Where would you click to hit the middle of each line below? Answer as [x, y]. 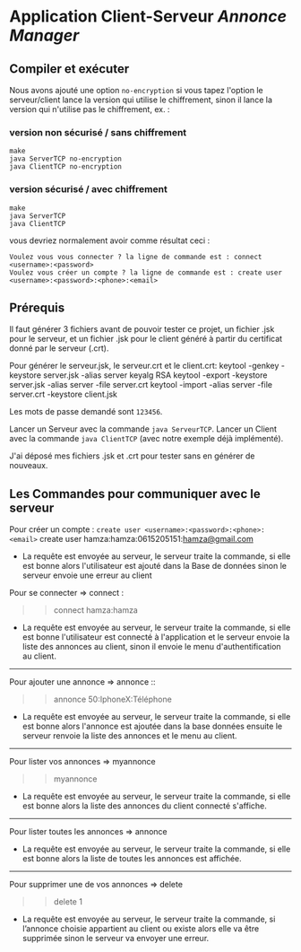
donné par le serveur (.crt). [59, 348]
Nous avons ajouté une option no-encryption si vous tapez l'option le [136, 90]
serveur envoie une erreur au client [87, 575]
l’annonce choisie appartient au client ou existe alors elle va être [141, 929]
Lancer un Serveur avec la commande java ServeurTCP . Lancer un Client [143, 429]
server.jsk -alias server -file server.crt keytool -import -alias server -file [141, 385]
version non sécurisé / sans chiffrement [98, 132]
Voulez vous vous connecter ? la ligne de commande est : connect [136, 257]
